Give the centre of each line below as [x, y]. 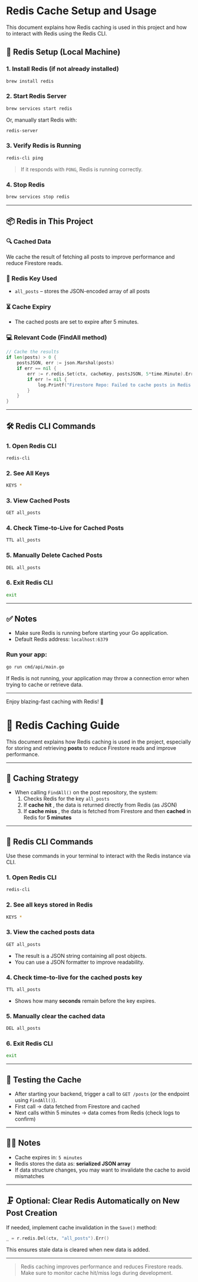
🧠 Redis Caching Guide [63, 725]
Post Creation [32, 1213]
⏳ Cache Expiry [29, 306]
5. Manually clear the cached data [56, 1016]
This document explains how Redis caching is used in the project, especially [99, 742]
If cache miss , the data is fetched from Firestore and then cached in [107, 811]
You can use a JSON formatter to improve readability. [79, 962]
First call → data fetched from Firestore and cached [77, 1107]
